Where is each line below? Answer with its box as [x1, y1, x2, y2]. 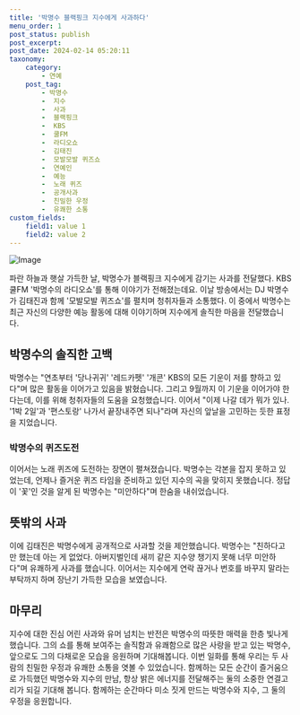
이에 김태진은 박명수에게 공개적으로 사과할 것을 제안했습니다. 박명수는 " [9, 540, 257, 552]
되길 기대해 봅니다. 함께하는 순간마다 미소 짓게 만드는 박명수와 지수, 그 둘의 [25, 684, 287, 695]
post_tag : [25, 80, 63, 89]
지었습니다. [18, 417, 58, 428]
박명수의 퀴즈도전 [9, 441, 80, 454]
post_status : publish [9, 30, 90, 39]
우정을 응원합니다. [9, 696, 73, 707]
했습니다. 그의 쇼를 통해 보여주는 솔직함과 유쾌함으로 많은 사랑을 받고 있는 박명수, [9, 640, 291, 650]
